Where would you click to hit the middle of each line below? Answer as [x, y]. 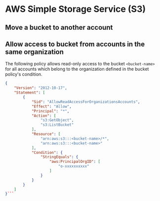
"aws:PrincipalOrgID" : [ [75, 162]
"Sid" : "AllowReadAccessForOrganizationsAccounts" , [86, 102]
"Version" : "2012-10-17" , [41, 88]
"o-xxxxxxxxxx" [74, 166]
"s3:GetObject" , [57, 120]
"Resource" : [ [46, 134]
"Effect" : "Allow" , [51, 106]
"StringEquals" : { [59, 157]
